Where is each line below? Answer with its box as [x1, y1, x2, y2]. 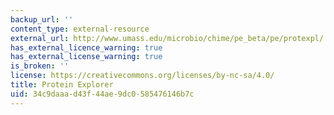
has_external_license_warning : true [10, 52, 163, 62]
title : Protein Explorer [10, 80, 114, 90]
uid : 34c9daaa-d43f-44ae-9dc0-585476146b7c [10, 89, 195, 99]
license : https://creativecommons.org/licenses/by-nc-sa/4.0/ [10, 71, 275, 81]
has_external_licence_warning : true [10, 42, 163, 53]
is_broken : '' [10, 61, 70, 71]
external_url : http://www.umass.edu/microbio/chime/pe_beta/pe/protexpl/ [10, 33, 325, 43]
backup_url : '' [10, 14, 74, 25]
